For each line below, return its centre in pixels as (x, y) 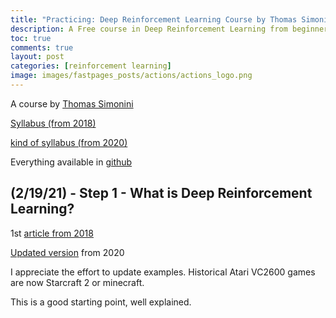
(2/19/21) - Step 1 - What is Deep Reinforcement (161, 193)
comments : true (42, 47)
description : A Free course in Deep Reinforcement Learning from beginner (169, 29)
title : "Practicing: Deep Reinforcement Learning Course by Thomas (154, 19)
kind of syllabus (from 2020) (69, 142)
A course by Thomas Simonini (72, 103)
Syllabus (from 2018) (53, 123)
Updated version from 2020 (67, 252)
